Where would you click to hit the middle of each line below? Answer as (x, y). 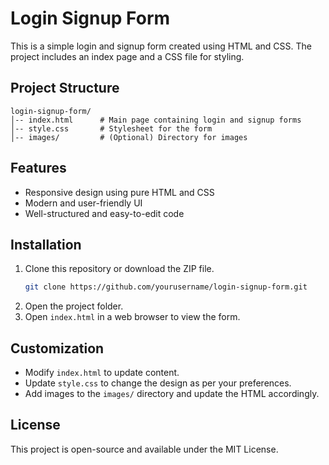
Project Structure (65, 88)
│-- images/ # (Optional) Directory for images (129, 137)
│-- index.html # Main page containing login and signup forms (156, 120)
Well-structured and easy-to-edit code (104, 213)
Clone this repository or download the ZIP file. (119, 269)
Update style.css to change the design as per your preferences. (158, 383)
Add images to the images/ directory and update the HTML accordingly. (172, 394)
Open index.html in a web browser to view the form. (132, 317)
